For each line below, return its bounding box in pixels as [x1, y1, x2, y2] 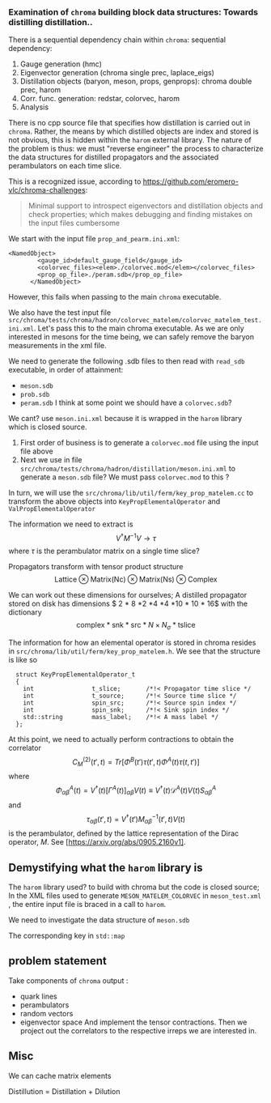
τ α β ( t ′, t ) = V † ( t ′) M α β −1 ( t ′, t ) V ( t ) [86, 812, 186, 826]
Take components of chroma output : [8, 975, 129, 986]
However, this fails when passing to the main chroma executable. [8, 292, 222, 302]
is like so [8, 654, 38, 664]
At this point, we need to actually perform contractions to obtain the [8, 734, 235, 743]
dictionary [8, 607, 42, 617]
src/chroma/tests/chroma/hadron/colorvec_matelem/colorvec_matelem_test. [8, 317, 263, 325]
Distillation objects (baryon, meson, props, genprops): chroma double [19, 76, 252, 87]
